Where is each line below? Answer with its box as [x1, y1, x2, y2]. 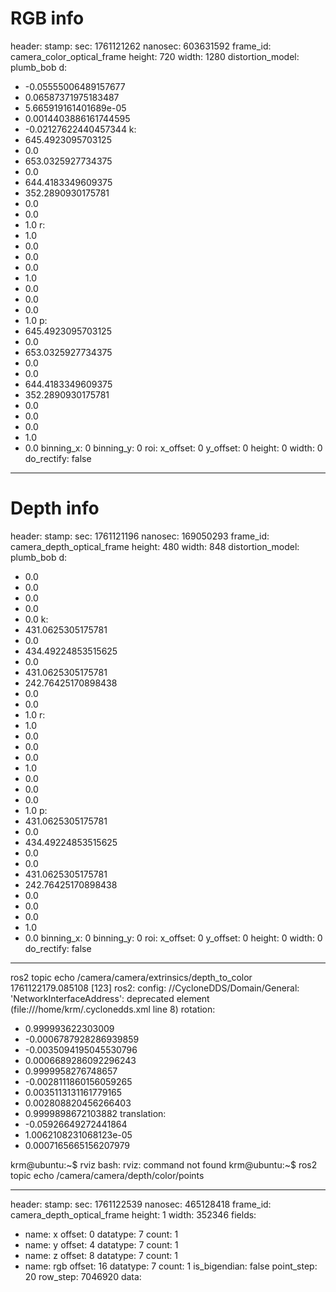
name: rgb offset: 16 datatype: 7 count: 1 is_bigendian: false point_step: [24, 1260, 318, 1272]
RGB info [10, 7, 85, 30]
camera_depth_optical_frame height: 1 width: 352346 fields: [10, 1208, 257, 1221]
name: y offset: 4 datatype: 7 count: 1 [24, 1238, 179, 1251]
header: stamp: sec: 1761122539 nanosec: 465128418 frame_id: [10, 1198, 272, 1210]
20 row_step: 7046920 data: [24, 1270, 142, 1282]
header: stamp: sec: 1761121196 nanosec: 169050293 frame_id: [10, 530, 270, 542]
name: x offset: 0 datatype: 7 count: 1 [24, 1228, 179, 1240]
